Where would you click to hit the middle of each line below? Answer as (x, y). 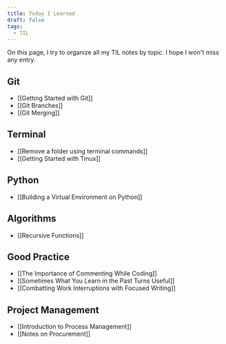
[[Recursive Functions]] (50, 235)
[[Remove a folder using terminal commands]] (82, 151)
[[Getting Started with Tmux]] (59, 158)
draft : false (26, 20)
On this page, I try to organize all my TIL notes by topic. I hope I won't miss (113, 52)
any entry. (21, 60)
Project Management (53, 310)
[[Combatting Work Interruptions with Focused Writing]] (96, 288)
